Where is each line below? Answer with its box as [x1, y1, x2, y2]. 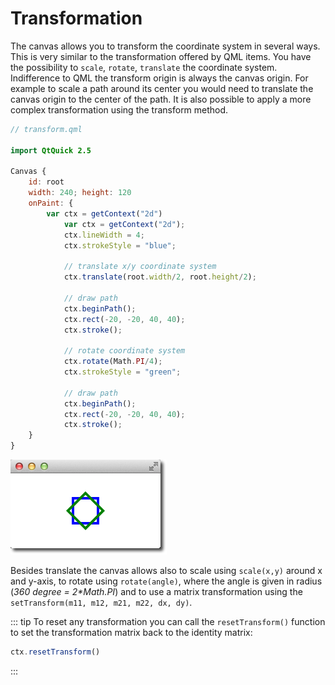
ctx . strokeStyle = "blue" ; [63, 240, 177, 251]
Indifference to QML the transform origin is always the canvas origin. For [10, 72, 309, 84]
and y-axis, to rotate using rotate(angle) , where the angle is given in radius [10, 575, 323, 587]
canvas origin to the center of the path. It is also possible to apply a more [10, 93, 312, 105]
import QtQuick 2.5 [10, 145, 92, 156]
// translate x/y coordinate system [63, 262, 217, 272]
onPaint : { [28, 198, 74, 209]
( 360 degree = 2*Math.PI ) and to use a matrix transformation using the [10, 586, 303, 598]
